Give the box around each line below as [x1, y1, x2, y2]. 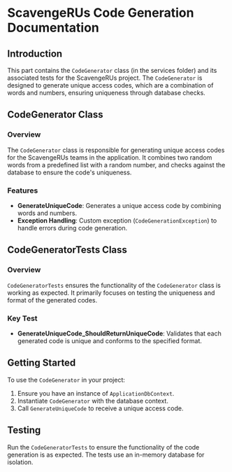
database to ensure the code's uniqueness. [7, 168, 132, 176]
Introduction [7, 48, 63, 60]
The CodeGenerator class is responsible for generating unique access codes [7, 146, 225, 154]
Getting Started [7, 357, 76, 369]
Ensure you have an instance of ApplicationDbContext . [17, 389, 175, 397]
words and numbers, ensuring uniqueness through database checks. [7, 89, 206, 97]
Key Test [7, 313, 38, 323]
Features [7, 186, 38, 195]
